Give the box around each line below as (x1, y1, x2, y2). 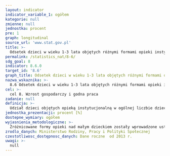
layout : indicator (5, 7, 44, 13)
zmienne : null (5, 21, 35, 27)
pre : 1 (5, 31, 19, 36)
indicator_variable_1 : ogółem (5, 12, 69, 17)
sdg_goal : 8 (5, 59, 30, 64)
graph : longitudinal (5, 36, 49, 41)
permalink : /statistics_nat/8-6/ (5, 54, 76, 59)
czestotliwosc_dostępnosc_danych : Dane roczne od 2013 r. (5, 134, 133, 139)
